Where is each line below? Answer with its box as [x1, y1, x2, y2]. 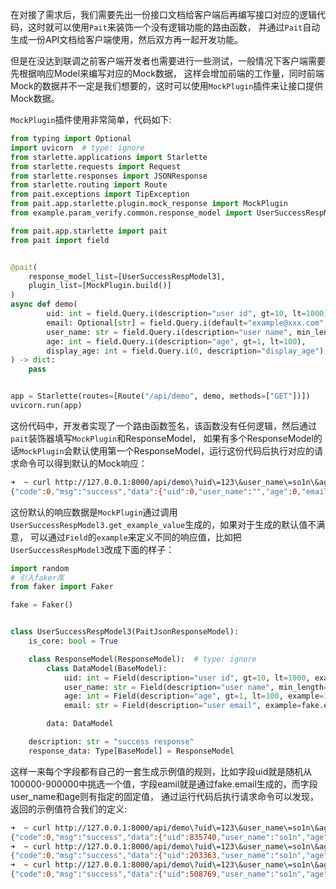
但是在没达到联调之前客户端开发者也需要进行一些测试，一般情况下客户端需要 [10, 55, 326, 67]
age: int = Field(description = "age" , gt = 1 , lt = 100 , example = [63, 691, 325, 702]
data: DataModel [46, 719, 114, 729]
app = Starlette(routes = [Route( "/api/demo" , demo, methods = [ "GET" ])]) [10, 391, 311, 402]
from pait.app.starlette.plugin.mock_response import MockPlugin [10, 199, 288, 209]
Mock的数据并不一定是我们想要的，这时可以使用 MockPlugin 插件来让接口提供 [10, 80, 324, 92]
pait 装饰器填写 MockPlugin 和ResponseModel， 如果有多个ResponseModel [10, 432, 314, 444]
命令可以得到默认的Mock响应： [18, 457, 148, 469]
